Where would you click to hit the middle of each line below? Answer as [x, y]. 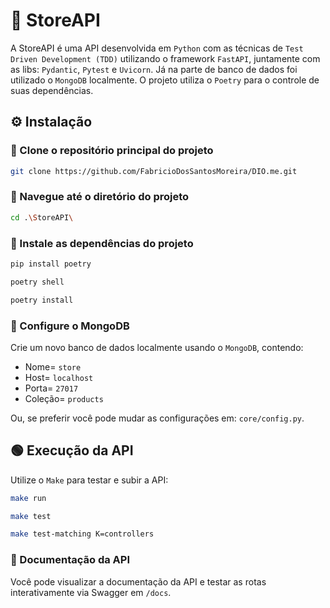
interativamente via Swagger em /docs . [91, 592]
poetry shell [37, 282]
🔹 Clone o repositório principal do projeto [112, 151]
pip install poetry [51, 264]
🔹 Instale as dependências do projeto [102, 243]
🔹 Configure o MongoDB [70, 326]
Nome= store [53, 366]
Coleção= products [64, 398]
